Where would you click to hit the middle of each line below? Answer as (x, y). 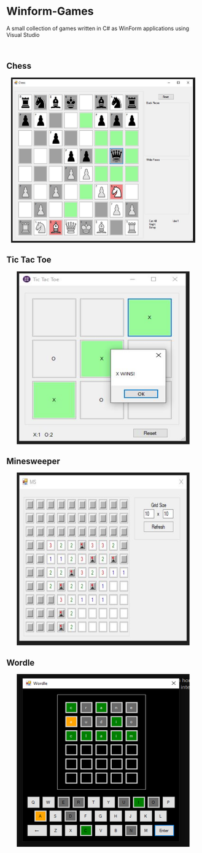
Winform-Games (50, 11)
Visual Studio (23, 34)
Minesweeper (33, 461)
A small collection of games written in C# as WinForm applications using (98, 28)
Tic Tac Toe (29, 260)
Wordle (21, 662)
